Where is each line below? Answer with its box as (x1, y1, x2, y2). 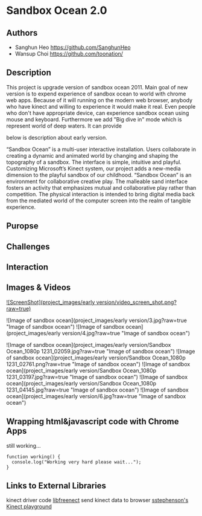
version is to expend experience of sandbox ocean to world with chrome (6, 90, 186, 97)
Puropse (6, 221, 39, 231)
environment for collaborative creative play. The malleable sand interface (6, 178, 188, 185)
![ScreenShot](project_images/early (6, 298, 95, 306)
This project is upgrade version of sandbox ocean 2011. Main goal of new (6, 83, 188, 91)
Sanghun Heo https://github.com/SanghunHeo (14, 44, 131, 51)
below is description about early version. (6, 134, 107, 141)
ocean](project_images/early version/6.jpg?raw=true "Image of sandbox (6, 392, 186, 399)
